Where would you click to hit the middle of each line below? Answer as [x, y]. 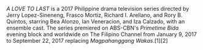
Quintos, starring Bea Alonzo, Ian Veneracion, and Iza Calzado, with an [96, 21]
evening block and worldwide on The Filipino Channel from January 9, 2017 [102, 34]
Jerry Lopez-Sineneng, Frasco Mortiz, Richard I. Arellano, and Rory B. [94, 15]
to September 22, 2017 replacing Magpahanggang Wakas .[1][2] [87, 41]
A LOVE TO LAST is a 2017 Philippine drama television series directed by [98, 9]
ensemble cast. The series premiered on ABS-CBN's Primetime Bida [93, 28]
